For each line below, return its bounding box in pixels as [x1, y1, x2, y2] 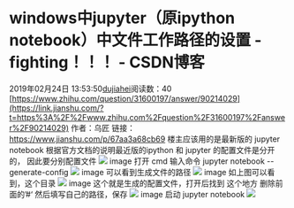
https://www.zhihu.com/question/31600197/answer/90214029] [11, 93, 241, 104]
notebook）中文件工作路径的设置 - [9, 30, 262, 50]
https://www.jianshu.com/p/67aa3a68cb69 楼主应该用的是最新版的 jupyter [9, 134, 281, 144]
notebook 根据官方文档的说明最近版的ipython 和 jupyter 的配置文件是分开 [9, 144, 275, 155]
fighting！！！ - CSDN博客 [9, 52, 206, 73]
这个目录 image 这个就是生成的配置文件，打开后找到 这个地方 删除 [24, 178, 275, 189]
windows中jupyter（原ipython [9, 8, 236, 28]
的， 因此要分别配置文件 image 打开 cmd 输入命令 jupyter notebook [9, 156, 265, 166]
